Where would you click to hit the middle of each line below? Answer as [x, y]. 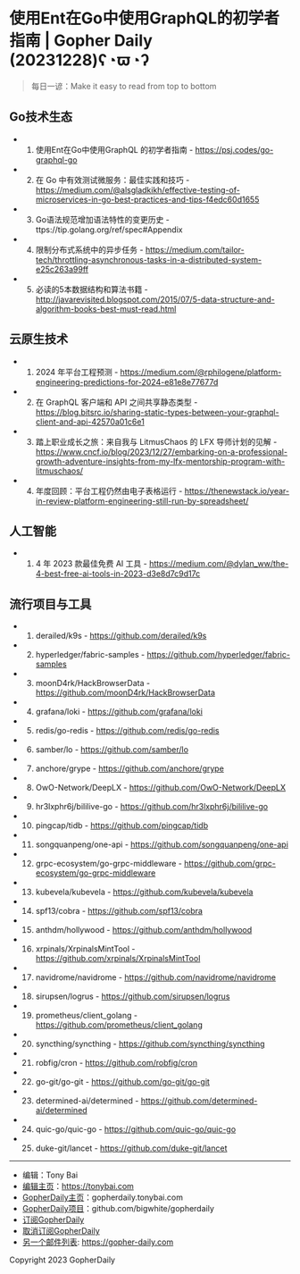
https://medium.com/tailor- [195, 249]
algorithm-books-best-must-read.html [106, 308]
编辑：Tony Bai [50, 1175]
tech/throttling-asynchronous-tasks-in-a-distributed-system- [148, 259]
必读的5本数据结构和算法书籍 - [92, 289]
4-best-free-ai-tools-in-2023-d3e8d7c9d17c [118, 574]
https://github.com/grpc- [230, 864]
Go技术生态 [41, 117]
